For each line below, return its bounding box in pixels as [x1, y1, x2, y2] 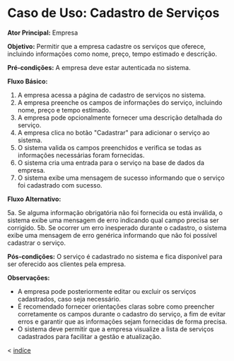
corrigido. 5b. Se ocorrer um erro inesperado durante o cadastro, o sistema [7, 223, 227, 231]
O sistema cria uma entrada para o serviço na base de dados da [17, 158, 205, 167]
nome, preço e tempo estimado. [17, 105, 111, 114]
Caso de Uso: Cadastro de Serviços [7, 5, 220, 21]
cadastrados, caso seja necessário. [17, 294, 122, 303]
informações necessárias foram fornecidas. [17, 151, 145, 159]
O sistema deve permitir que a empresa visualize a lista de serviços [17, 324, 214, 333]
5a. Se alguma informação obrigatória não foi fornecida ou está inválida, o [7, 208, 223, 217]
